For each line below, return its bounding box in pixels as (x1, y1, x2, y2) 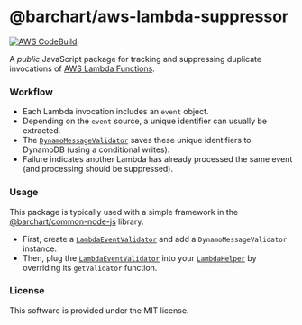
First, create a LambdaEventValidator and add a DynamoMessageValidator (22, 233, 288, 244)
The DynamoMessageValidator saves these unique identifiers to (22, 135, 252, 146)
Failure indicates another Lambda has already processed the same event (22, 154, 293, 165)
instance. (22, 243, 57, 254)
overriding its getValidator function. (22, 262, 158, 273)
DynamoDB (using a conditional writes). (22, 144, 170, 155)
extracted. (22, 125, 61, 136)
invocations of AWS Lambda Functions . (9, 63, 155, 74)
